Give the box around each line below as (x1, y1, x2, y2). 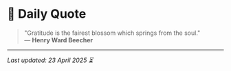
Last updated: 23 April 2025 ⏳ (7, 56, 93, 64)
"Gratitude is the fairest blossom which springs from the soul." (23, 29, 201, 37)
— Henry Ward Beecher (23, 35, 93, 44)
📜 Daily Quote (7, 6, 87, 22)
